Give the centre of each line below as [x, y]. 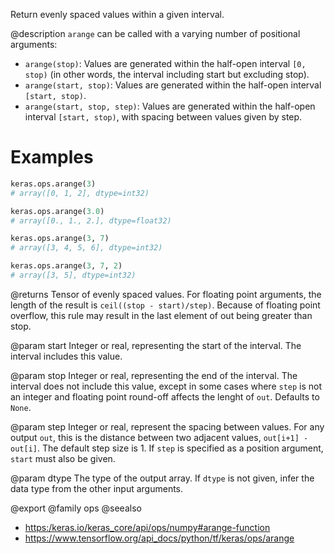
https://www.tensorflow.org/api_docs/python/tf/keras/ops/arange [159, 538]
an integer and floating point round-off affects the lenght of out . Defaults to [165, 396]
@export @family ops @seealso [76, 508]
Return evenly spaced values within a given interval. [117, 14]
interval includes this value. [66, 356]
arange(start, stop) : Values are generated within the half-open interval [173, 85]
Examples [52, 157]
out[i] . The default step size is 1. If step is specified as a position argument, [167, 448]
